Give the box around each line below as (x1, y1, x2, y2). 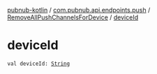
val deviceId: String (7, 60, 70, 67)
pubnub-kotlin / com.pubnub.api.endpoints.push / (7, 6, 151, 14)
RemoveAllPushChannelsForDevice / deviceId (7, 13, 138, 21)
